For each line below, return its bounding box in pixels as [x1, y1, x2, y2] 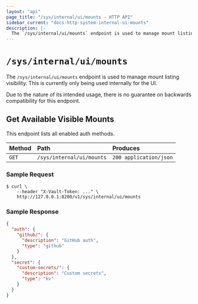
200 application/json [112, 154, 173, 161]
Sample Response [6, 208, 59, 216]
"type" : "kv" [21, 276, 54, 282]
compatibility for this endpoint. [6, 97, 81, 104]
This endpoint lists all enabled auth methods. [6, 130, 115, 137]
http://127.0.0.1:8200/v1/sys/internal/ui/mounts [16, 194, 141, 200]
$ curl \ [6, 184, 28, 189]
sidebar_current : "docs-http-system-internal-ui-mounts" [6, 19, 149, 25]
